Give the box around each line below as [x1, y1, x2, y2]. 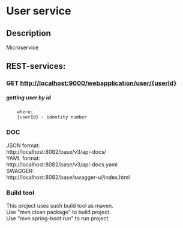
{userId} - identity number [17, 114, 87, 120]
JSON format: [6, 142, 40, 149]
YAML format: [6, 154, 41, 162]
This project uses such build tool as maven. [6, 202, 114, 209]
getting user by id [6, 94, 51, 101]
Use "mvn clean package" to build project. [6, 208, 111, 215]
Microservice [6, 44, 39, 51]
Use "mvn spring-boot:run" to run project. [6, 214, 110, 222]
